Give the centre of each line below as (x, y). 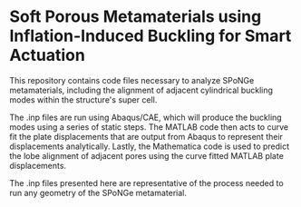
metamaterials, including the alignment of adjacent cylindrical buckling (141, 90)
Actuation (48, 55)
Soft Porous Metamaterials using (136, 17)
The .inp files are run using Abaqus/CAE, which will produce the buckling (146, 117)
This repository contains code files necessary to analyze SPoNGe (132, 80)
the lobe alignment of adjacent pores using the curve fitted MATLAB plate (146, 155)
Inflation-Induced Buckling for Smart (150, 36)
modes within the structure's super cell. (83, 99)
